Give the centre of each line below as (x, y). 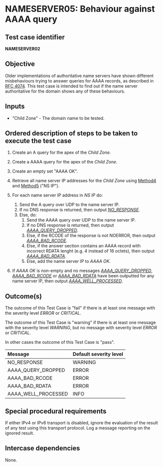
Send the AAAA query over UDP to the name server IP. (81, 220)
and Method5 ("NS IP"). (36, 186)
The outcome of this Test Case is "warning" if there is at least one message (81, 322)
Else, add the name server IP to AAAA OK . (68, 261)
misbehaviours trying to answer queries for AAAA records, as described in (79, 81)
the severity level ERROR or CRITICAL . (43, 313)
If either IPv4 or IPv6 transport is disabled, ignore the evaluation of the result (81, 423)
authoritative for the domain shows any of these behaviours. (65, 91)
